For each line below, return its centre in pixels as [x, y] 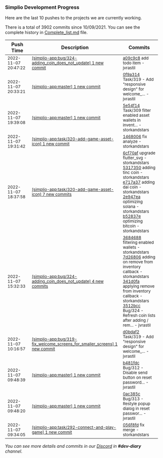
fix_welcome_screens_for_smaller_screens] [73, 344]
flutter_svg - [135, 158]
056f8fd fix [134, 425]
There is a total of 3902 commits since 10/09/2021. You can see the [73, 27]
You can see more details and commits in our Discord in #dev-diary [73, 446]
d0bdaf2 [131, 332]
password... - [136, 383]
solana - [131, 207]
